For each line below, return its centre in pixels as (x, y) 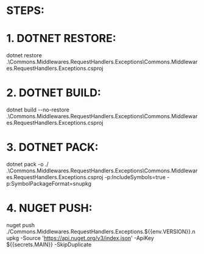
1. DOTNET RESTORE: (62, 39)
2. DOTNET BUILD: (54, 93)
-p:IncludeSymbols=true (135, 177)
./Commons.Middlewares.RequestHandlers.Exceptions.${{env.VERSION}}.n (101, 231)
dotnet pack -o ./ (27, 164)
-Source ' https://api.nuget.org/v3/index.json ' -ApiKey (87, 238)
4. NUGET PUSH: (49, 208)
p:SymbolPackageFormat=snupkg (49, 184)
